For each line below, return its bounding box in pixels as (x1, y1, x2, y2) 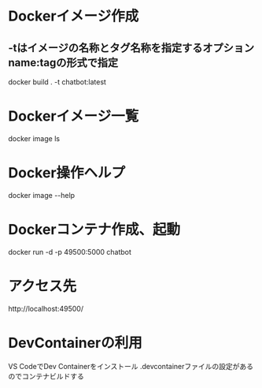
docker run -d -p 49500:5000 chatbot (8, 247, 132, 256)
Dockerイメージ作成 (8, 7, 139, 25)
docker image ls (8, 133, 61, 143)
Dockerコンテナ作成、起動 (8, 221, 181, 239)
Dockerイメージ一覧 (8, 107, 139, 125)
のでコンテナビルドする (8, 371, 84, 381)
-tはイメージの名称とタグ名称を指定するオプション (8, 41, 255, 54)
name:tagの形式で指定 (8, 56, 119, 69)
